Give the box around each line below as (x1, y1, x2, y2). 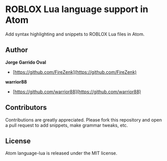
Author (5, 46, 28, 54)
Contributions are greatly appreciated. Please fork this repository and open (5, 116, 162, 123)
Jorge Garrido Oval (5, 59, 47, 65)
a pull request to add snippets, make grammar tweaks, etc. (5, 122, 128, 128)
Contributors (5, 103, 47, 112)
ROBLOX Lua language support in (5, 4, 149, 15)
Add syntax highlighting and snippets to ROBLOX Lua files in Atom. (5, 31, 145, 37)
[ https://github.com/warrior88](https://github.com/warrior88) (12, 89, 141, 95)
